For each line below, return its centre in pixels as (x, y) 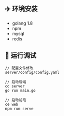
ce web (12, 104)
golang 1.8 (22, 23)
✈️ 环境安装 (21, 9)
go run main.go (20, 90)
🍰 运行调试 (21, 56)
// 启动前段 (16, 100)
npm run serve (19, 109)
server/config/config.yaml (32, 72)
